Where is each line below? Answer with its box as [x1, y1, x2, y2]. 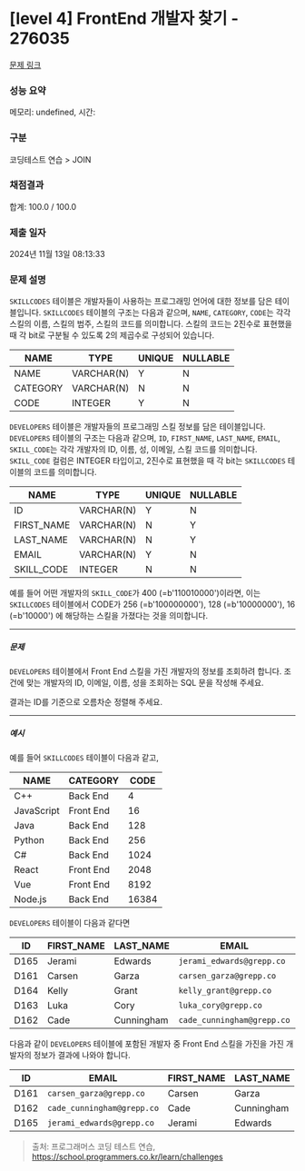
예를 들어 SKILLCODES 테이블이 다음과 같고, [9, 752, 159, 763]
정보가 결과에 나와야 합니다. [33, 1050, 131, 1061]
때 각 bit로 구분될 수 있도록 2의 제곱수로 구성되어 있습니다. [9, 330, 215, 341]
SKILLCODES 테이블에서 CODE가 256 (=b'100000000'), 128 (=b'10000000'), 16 [9, 599, 296, 610]
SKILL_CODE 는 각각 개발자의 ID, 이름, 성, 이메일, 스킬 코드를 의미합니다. [9, 444, 258, 455]
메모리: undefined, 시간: [9, 106, 96, 118]
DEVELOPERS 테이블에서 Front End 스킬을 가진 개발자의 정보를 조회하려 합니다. [9, 666, 282, 677]
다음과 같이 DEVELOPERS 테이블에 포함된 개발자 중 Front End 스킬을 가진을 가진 [9, 1038, 284, 1049]
